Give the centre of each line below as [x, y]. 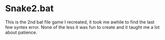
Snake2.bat [29, 9]
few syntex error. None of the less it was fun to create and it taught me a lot [82, 27]
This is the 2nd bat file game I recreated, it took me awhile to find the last [80, 22]
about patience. [21, 32]
